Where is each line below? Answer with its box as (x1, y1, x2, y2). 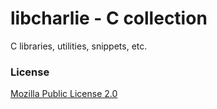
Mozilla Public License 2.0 (10, 88, 118, 100)
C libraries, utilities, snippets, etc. (10, 40, 148, 52)
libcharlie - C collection (10, 7, 208, 30)
